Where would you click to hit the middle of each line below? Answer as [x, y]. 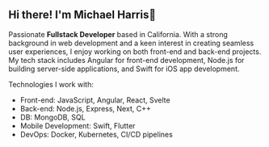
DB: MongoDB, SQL [53, 117]
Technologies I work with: [51, 84]
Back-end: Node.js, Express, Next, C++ [85, 108]
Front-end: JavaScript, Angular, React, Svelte [95, 100]
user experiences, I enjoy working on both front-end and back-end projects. [135, 51]
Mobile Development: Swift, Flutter [78, 125]
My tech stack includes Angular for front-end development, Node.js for [126, 60]
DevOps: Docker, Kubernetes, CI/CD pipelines [97, 134]
